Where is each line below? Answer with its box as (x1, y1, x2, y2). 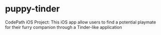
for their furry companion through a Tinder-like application (5, 24, 123, 30)
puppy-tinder (5, 3, 60, 14)
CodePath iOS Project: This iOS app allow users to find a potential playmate (5, 19, 157, 25)
